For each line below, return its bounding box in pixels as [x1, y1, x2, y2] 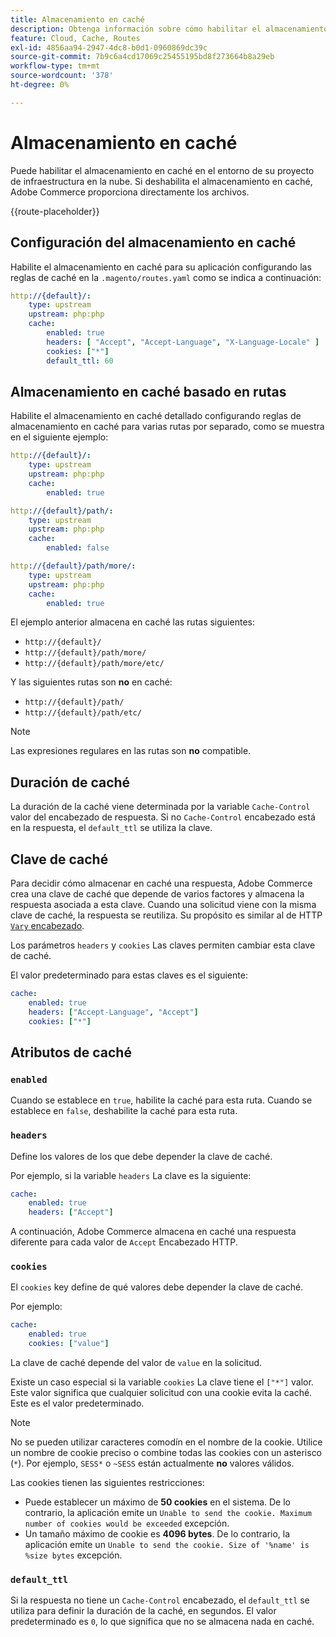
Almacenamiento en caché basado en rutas [10, 383, 287, 400]
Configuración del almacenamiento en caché [10, 234, 297, 251]
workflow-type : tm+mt [10, 61, 101, 71]
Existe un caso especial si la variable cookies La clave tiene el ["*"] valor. [10, 1376, 314, 1388]
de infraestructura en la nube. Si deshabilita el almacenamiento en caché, [10, 175, 313, 187]
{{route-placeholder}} [10, 205, 100, 217]
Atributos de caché [10, 1044, 132, 1061]
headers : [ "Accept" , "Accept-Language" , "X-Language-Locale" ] [46, 337, 320, 347]
